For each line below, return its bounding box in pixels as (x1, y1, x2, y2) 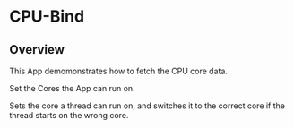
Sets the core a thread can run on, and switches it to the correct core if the (9, 100, 285, 111)
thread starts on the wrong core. (9, 110, 129, 120)
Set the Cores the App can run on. (9, 83, 136, 93)
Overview (9, 42, 65, 57)
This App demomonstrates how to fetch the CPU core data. (9, 65, 229, 76)
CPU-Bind (9, 6, 85, 27)
